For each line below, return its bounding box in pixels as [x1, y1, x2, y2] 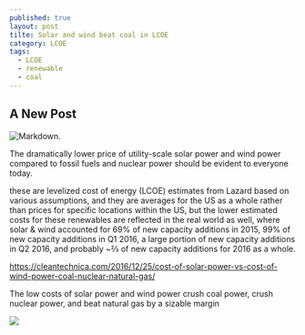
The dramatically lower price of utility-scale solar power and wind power [9, 147, 281, 159]
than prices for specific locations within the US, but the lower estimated [9, 204, 278, 215]
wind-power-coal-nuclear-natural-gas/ [9, 270, 156, 281]
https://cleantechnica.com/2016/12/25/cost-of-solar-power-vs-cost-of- [9, 260, 278, 271]
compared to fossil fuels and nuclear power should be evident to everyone [9, 157, 289, 168]
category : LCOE [9, 38, 67, 48]
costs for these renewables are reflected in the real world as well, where [9, 214, 280, 225]
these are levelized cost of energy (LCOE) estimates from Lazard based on [9, 185, 290, 196]
